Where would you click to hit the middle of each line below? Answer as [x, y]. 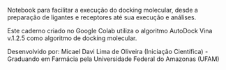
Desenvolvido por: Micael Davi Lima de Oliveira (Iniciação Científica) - [108, 52]
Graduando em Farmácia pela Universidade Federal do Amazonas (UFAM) [113, 59]
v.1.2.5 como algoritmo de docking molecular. [72, 38]
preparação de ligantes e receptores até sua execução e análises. [102, 17]
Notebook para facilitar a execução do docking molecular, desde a [103, 10]
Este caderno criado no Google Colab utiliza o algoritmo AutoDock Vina [110, 31]
